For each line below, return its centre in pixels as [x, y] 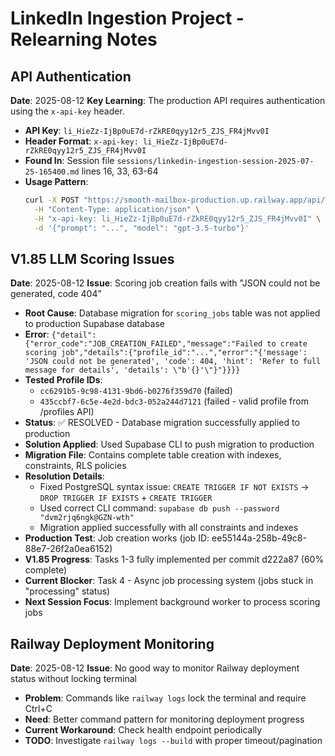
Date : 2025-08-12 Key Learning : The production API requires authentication [168, 100]
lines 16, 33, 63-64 [120, 171]
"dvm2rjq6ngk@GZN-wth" [87, 518]
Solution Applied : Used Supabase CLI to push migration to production [169, 444]
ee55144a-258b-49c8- [259, 538]
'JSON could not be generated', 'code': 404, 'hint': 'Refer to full [173, 362]
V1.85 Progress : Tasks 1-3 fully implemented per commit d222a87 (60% [174, 559]
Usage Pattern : [56, 181]
